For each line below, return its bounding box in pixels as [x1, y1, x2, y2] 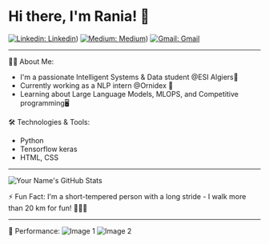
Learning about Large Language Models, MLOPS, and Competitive [19, 89, 239, 98]
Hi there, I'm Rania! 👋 [8, 7, 150, 26]
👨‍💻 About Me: [8, 56, 54, 66]
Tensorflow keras [19, 144, 78, 154]
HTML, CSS [19, 152, 58, 162]
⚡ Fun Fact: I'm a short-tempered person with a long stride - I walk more [8, 191, 247, 201]
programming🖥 [19, 98, 70, 107]
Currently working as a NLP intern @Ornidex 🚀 [19, 80, 174, 90]
